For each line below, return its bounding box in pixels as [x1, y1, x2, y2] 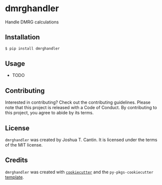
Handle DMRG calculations [5, 19, 59, 25]
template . [5, 174, 24, 180]
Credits [5, 156, 28, 165]
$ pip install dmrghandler [5, 46, 60, 51]
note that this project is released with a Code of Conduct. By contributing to [5, 105, 157, 111]
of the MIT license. [5, 142, 43, 148]
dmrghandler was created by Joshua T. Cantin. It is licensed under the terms [5, 137, 158, 143]
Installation [5, 33, 40, 41]
